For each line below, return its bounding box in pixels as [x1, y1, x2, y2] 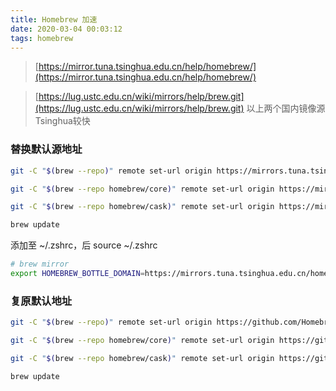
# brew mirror [10, 259, 70, 270]
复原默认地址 [10, 294, 73, 308]
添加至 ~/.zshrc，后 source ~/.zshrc [10, 239, 158, 251]
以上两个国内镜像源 [246, 102, 326, 115]
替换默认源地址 [10, 142, 83, 156]
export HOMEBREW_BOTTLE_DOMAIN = [10, 269, 145, 279]
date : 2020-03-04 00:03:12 [10, 24, 123, 34]
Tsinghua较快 [34, 115, 91, 127]
